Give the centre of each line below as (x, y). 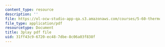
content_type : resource (29, 10)
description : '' (22, 14)
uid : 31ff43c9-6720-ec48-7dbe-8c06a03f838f (50, 37)
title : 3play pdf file (28, 32)
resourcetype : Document (29, 28)
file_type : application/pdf (34, 23)
